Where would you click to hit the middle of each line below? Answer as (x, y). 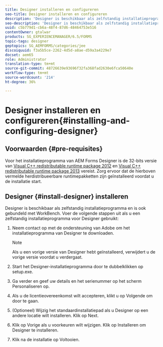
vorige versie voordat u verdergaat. (47, 257)
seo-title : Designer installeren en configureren (56, 14)
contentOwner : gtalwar (28, 32)
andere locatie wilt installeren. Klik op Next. (55, 316)
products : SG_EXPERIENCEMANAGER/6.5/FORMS (49, 37)
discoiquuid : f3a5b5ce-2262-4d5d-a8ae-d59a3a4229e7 (58, 50)
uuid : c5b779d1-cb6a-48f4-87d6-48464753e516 (51, 28)
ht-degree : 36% (20, 82)
